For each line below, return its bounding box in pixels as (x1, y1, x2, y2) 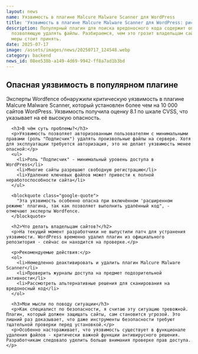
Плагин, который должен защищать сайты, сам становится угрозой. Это (6, 312, 181, 317)
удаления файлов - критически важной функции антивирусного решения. (6, 332, 181, 338)
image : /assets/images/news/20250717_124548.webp (6, 47, 131, 53)
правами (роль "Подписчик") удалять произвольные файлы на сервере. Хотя (6, 136, 192, 142)
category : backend (6, 53, 51, 58)
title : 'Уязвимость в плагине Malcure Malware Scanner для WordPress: (6, 19, 183, 25)
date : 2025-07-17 (6, 42, 49, 48)
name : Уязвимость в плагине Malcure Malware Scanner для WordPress (6, 14, 176, 20)
